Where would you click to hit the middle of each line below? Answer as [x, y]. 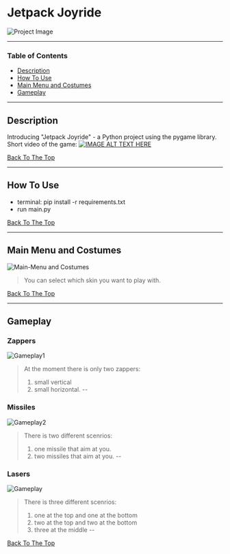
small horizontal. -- [61, 390]
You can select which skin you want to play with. [92, 280]
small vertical [53, 382]
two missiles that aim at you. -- [78, 456]
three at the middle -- [64, 529]
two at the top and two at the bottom [86, 522]
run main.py [34, 209]
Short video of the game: [42, 144]
